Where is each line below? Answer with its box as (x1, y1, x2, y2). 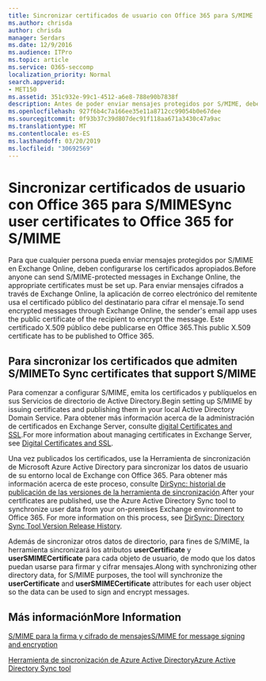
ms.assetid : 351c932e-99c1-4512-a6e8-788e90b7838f (8, 93, 179, 101)
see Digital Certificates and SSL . (8, 438, 113, 448)
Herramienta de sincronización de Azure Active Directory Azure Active (8, 655, 236, 664)
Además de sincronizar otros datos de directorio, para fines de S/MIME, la (8, 537, 249, 546)
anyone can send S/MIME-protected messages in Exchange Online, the (8, 272, 241, 282)
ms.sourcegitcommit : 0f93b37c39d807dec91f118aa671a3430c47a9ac (8, 115, 222, 123)
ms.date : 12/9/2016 (8, 41, 73, 49)
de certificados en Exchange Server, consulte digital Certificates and (8, 421, 233, 431)
